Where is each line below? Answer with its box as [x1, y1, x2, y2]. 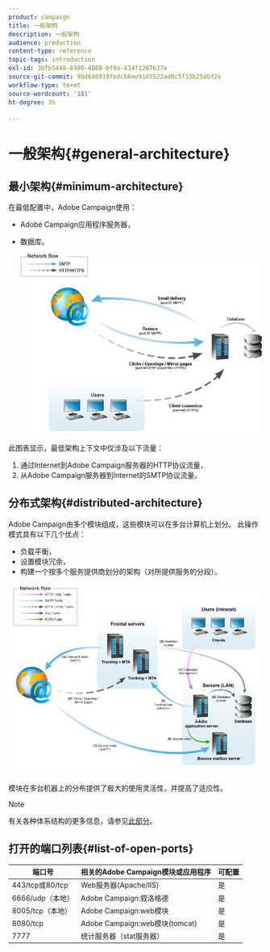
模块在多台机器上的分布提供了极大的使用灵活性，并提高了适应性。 [8, 783, 227, 793]
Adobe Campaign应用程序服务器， [19, 220, 135, 229]
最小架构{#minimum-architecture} [8, 179, 184, 193]
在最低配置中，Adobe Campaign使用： [8, 203, 137, 212]
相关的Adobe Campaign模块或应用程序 [80, 867, 211, 877]
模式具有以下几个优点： [8, 529, 86, 539]
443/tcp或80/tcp [11, 880, 69, 890]
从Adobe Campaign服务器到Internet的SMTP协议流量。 [19, 471, 202, 480]
